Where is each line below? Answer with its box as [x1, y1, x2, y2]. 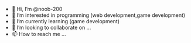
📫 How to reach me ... [11, 31, 66, 37]
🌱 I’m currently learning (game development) [11, 18, 120, 24]
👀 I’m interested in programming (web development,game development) [11, 12, 186, 19]
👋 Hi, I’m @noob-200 [11, 6, 63, 12]
